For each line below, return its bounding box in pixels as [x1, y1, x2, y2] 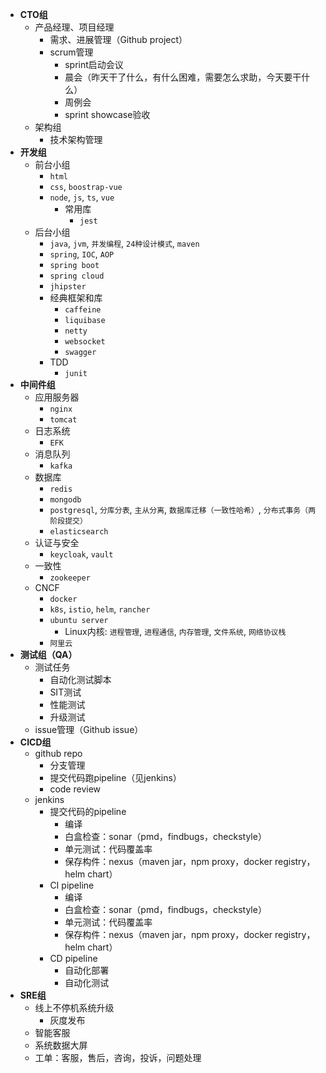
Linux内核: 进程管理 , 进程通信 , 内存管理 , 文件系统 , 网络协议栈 [64, 626, 287, 637]
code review [49, 783, 102, 795]
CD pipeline [49, 953, 98, 964]
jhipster [49, 282, 87, 292]
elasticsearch [49, 527, 109, 537]
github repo [34, 748, 83, 759]
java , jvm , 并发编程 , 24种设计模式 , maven [49, 238, 200, 249]
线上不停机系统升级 [34, 1002, 115, 1013]
